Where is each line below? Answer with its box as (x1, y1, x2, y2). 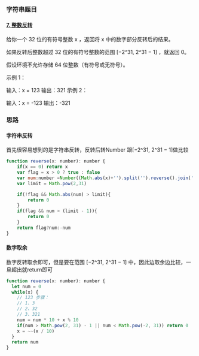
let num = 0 (11, 283, 42, 289)
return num (11, 339, 39, 345)
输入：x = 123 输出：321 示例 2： (6, 87, 88, 94)
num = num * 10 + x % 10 (17, 316, 79, 323)
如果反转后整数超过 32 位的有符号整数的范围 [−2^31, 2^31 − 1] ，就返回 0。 (6, 49, 190, 56)
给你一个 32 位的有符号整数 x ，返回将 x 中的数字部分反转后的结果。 (6, 36, 174, 43)
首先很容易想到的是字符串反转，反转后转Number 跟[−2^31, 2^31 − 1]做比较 (6, 146, 189, 153)
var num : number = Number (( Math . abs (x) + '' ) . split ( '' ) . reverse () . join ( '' (17, 175, 197, 181)
